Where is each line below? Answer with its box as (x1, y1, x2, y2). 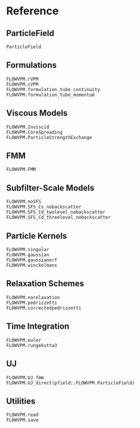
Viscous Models (6, 108, 68, 118)
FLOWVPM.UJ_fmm (6, 375, 44, 381)
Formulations (6, 60, 57, 70)
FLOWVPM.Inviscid (6, 124, 50, 130)
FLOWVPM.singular (6, 247, 50, 253)
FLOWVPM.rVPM (6, 76, 39, 82)
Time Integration (6, 321, 70, 331)
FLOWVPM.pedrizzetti (6, 300, 58, 306)
